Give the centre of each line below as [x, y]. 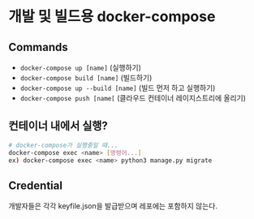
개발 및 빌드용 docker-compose [112, 17]
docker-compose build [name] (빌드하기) [86, 77]
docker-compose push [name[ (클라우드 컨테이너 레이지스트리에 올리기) [133, 98]
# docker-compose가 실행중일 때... [63, 145]
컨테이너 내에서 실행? [58, 126]
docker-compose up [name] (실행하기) [81, 67]
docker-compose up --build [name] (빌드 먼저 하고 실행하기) [118, 88]
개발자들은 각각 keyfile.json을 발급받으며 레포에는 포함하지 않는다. [113, 206]
